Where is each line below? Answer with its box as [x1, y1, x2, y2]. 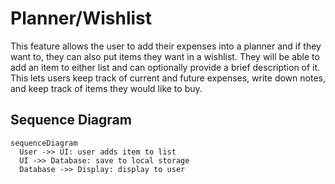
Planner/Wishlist [10, 7, 153, 30]
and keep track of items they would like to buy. [10, 82, 203, 94]
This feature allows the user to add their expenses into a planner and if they [10, 40, 322, 52]
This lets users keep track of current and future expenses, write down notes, [10, 72, 326, 84]
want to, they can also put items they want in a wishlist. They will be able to [10, 50, 320, 62]
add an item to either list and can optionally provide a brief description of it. [10, 61, 321, 73]
